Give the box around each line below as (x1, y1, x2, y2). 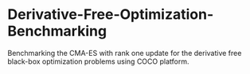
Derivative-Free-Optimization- (7, 6, 214, 24)
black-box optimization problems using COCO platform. (7, 57, 189, 66)
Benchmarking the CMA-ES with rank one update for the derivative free (7, 48, 242, 57)
